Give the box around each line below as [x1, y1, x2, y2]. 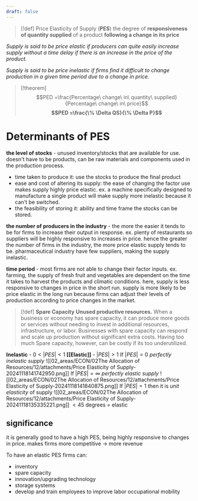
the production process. [6, 162, 65, 169]
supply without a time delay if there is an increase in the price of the [6, 48, 173, 56]
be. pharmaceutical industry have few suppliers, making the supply [6, 248, 170, 255]
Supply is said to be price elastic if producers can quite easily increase [6, 43, 179, 50]
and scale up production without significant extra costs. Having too [20, 333, 184, 340]
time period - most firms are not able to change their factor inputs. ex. [6, 265, 177, 272]
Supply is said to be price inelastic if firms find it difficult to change [6, 66, 170, 74]
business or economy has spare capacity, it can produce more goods [20, 314, 190, 321]
